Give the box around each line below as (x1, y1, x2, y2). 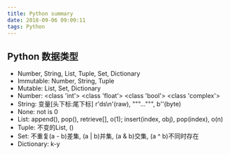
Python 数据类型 (7, 50, 79, 63)
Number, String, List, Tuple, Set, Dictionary (17, 70, 141, 78)
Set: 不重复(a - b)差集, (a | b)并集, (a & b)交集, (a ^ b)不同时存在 (17, 132, 199, 140)
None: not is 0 (17, 108, 58, 116)
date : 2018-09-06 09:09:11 (7, 17, 86, 24)
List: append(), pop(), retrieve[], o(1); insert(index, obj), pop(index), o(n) (17, 115, 224, 124)
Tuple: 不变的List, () (17, 123, 74, 132)
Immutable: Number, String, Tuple (17, 77, 115, 85)
